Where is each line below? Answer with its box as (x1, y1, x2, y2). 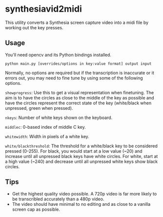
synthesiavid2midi (5, 3, 82, 15)
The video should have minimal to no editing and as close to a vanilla (12, 201, 151, 207)
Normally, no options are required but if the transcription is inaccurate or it (5, 70, 155, 76)
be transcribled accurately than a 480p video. (12, 196, 104, 202)
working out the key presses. (5, 24, 63, 30)
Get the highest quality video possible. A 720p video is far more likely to (12, 191, 157, 197)
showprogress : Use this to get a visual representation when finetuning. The (5, 89, 154, 96)
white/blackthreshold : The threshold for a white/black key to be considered (5, 143, 158, 149)
